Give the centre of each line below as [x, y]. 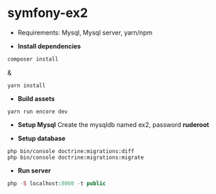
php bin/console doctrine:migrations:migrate [75, 157]
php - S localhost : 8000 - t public [57, 183]
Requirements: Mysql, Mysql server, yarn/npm [85, 32]
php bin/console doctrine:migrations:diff [71, 151]
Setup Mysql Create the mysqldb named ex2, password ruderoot [113, 124]
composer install [33, 59]
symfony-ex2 [48, 13]
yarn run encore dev [38, 111]
